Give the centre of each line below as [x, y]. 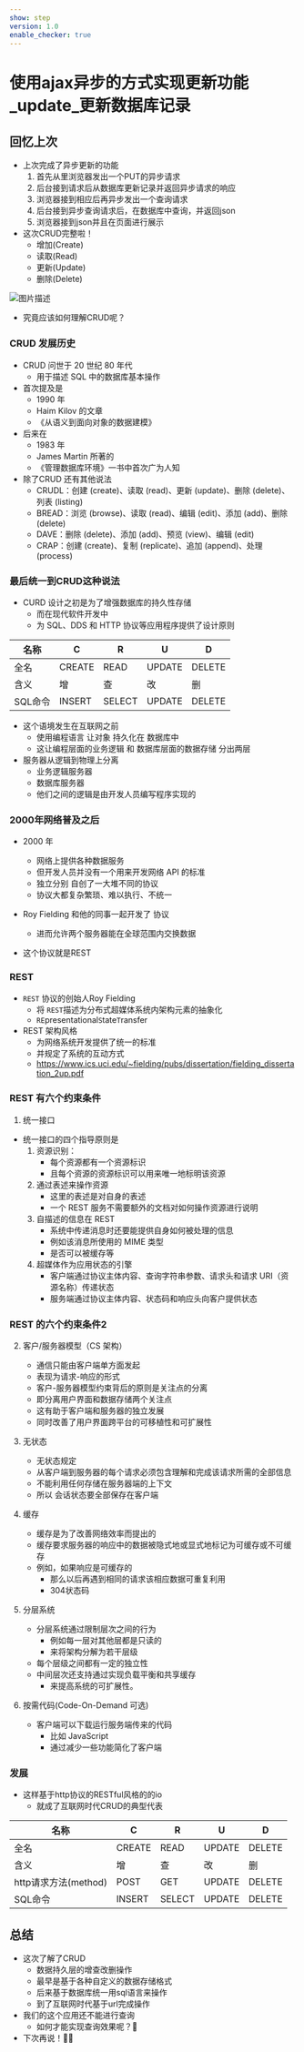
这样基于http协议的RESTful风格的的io [92, 1794]
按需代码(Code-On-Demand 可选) [86, 1705]
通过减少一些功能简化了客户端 [106, 1747]
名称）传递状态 [86, 1287]
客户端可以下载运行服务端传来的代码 [104, 1724]
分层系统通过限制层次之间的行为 [96, 1629]
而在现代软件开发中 [72, 613]
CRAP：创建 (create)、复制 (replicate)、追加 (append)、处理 [149, 545]
